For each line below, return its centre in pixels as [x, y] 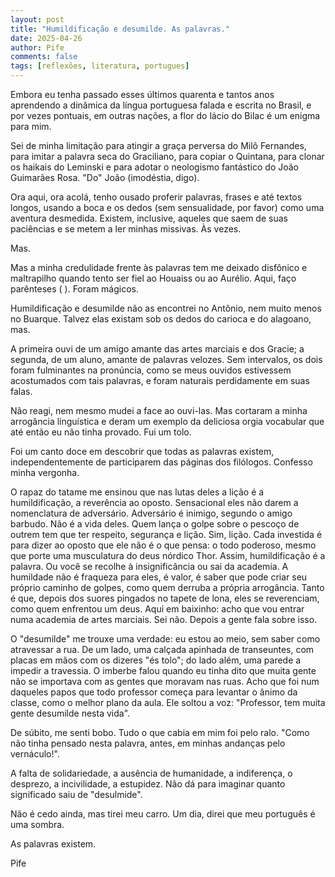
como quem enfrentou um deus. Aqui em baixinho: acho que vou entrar [157, 609]
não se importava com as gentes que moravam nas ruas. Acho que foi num [165, 681]
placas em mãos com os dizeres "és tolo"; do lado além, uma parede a [156, 660]
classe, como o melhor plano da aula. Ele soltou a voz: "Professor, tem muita [168, 702]
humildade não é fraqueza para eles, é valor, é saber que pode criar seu [159, 577]
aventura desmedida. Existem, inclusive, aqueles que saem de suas [149, 218]
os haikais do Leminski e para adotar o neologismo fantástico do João [154, 167]
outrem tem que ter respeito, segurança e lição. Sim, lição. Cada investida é [166, 534]
